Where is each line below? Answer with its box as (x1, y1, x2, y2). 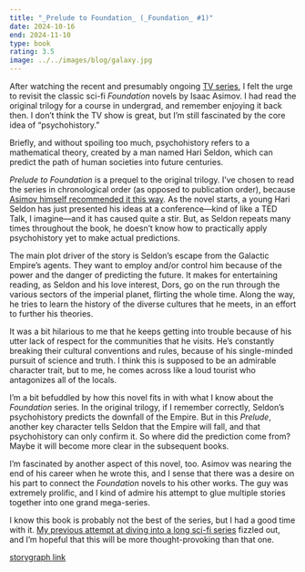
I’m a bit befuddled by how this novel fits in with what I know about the (9, 392, 274, 402)
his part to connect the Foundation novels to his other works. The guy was (9, 478, 289, 488)
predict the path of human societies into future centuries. (9, 157, 224, 167)
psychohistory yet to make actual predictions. (9, 233, 180, 243)
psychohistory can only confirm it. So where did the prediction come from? (9, 431, 291, 442)
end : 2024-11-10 (9, 30, 71, 39)
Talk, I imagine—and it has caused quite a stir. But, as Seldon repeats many (9, 213, 291, 224)
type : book (9, 38, 51, 48)
